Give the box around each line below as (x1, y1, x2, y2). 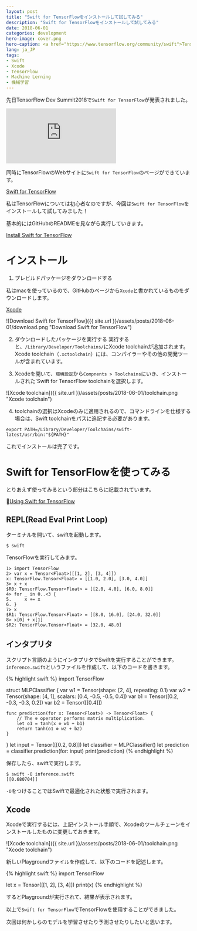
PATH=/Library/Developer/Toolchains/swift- (24, 426, 133, 432)
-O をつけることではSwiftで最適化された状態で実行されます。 (6, 787, 151, 794)
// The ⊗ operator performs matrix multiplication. (16, 715, 145, 722)
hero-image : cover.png (6, 36, 62, 42)
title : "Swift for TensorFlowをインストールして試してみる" (6, 14, 144, 20)
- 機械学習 (6, 80, 29, 86)
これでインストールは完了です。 (6, 442, 83, 449)
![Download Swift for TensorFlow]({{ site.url (6, 317, 111, 324)
